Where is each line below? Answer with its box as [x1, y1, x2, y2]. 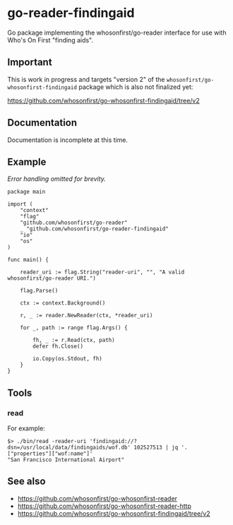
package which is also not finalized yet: [78, 83, 193, 91]
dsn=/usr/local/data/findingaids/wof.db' [7, 444, 131, 452]
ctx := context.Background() [20, 300, 106, 307]
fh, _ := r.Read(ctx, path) [32, 337, 115, 344]
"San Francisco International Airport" [7, 456, 125, 464]
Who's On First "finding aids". [7, 35, 94, 44]
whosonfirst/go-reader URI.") [7, 275, 97, 282]
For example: [7, 424, 46, 432]
